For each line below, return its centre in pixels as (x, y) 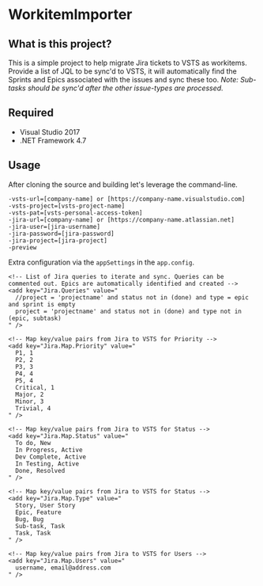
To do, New (33, 443)
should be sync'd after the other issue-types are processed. (125, 88)
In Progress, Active (49, 450)
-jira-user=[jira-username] (54, 226)
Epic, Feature (38, 512)
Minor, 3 (30, 401)
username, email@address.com (63, 568)
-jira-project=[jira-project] (58, 240)
